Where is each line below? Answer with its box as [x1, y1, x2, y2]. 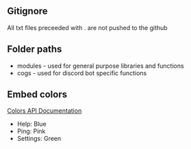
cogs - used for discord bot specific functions [16, 68, 147, 77]
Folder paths [7, 44, 62, 55]
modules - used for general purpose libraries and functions [16, 62, 184, 70]
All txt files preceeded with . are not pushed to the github [7, 23, 168, 31]
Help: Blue [16, 120, 47, 128]
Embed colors [7, 89, 67, 100]
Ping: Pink [16, 127, 46, 135]
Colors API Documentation [7, 107, 82, 115]
